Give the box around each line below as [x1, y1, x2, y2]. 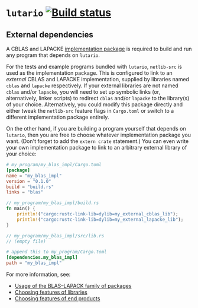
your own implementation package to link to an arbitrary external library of [6, 144, 187, 151]
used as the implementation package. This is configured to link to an [6, 69, 173, 77]
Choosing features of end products [14, 295, 100, 302]
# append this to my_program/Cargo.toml [6, 249, 108, 255]
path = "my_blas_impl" [6, 260, 62, 266]
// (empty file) [6, 238, 46, 245]
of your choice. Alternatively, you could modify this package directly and [6, 101, 183, 108]
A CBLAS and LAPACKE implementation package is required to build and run [6, 45, 192, 52]
